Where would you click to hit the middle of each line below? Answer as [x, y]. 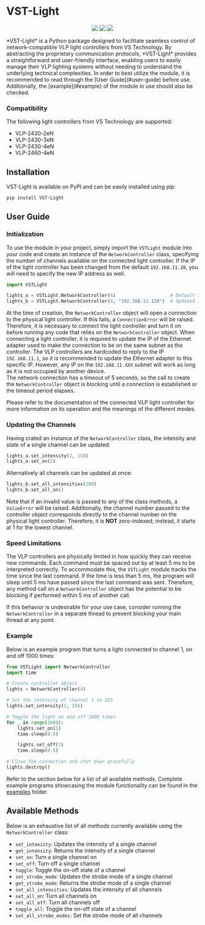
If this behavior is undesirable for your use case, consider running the [94, 607]
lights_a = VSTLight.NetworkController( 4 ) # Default [101, 296]
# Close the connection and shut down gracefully [71, 762]
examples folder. [27, 791]
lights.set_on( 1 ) [39, 728]
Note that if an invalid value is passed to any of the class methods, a [92, 502]
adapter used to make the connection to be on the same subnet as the [95, 345]
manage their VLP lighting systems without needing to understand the [94, 66]
